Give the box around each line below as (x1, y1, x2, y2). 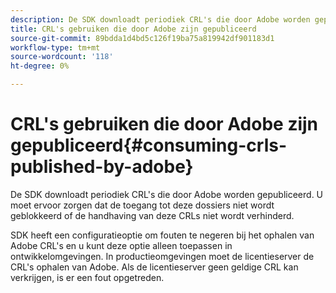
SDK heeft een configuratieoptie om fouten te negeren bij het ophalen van (10, 229, 315, 241)
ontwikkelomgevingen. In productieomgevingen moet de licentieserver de (10, 250, 315, 262)
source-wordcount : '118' (10, 52, 114, 62)
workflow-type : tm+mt (10, 42, 101, 53)
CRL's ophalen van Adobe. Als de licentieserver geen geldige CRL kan (10, 261, 299, 273)
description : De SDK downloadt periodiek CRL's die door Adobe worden (10, 14, 311, 25)
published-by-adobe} (10, 156, 194, 178)
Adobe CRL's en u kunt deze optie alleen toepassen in (10, 239, 233, 251)
